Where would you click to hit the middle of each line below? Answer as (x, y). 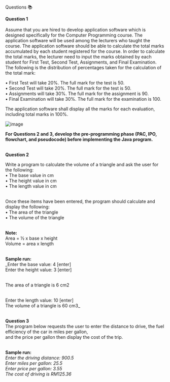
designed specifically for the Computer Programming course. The (74, 35)
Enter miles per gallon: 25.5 (34, 363)
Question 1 (17, 19)
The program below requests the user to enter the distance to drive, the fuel (85, 326)
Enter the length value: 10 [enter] (39, 300)
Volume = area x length (30, 244)
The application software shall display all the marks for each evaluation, (80, 109)
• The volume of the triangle (35, 217)
